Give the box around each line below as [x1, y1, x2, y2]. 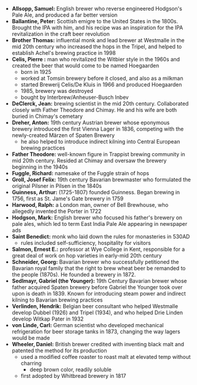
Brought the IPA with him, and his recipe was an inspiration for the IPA [11, 24, 183, 31]
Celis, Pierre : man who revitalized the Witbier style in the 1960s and [11, 56, 180, 63]
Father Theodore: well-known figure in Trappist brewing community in [11, 151, 186, 157]
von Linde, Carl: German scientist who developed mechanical [11, 322, 164, 328]
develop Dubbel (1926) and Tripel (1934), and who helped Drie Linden [11, 309, 183, 316]
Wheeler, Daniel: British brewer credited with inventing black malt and [11, 341, 185, 347]
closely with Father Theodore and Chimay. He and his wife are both [11, 107, 177, 113]
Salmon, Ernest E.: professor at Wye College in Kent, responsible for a [11, 246, 185, 253]
